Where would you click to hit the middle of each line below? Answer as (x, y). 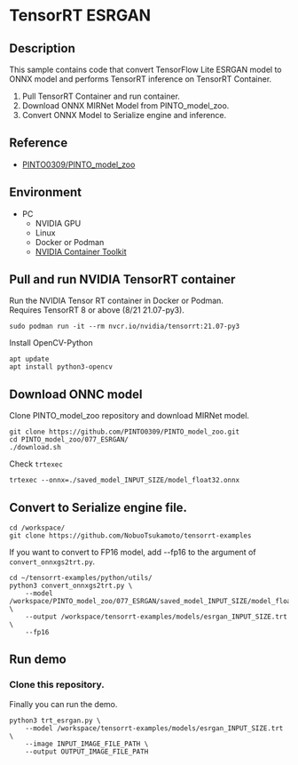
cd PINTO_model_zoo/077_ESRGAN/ (69, 440)
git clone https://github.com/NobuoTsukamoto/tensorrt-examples (130, 536)
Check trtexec (36, 464)
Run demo (38, 660)
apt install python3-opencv (61, 367)
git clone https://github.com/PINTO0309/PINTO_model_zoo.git (125, 432)
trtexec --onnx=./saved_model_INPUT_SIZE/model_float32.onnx (125, 481)
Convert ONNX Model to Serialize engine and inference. (124, 115)
